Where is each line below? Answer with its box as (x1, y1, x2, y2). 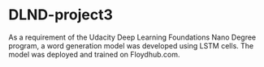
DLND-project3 (8, 6, 114, 24)
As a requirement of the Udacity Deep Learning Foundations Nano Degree (8, 32, 257, 42)
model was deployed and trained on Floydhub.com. (8, 49, 180, 59)
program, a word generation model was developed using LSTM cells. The (8, 40, 254, 50)
